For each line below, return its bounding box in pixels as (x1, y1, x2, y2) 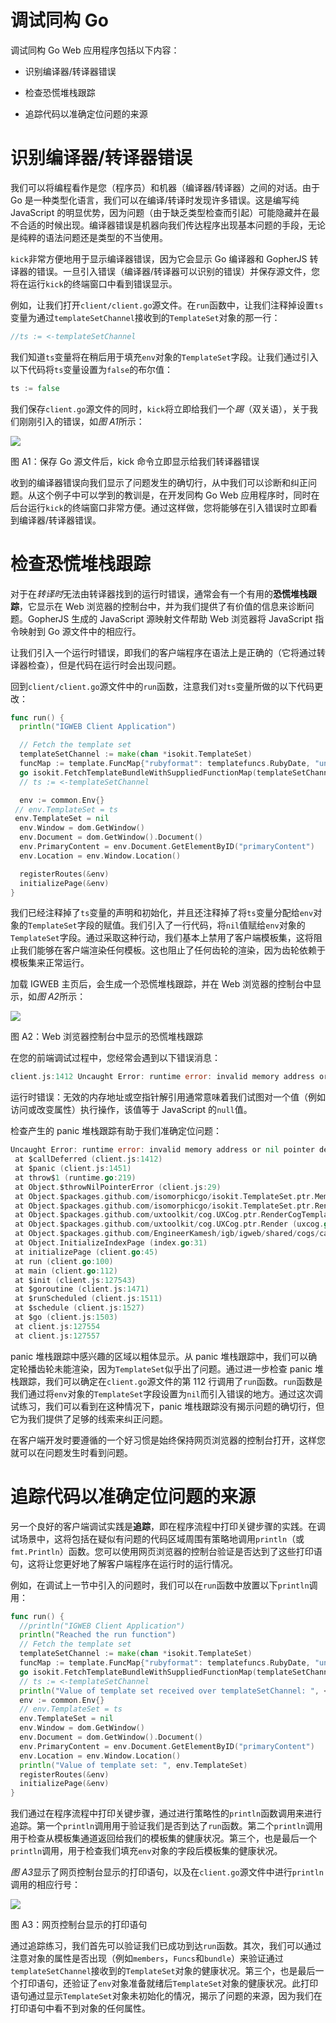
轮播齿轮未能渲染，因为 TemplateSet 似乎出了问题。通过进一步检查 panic (18, 1362, 313, 1375)
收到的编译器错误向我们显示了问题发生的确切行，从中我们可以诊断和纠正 (10, 476, 308, 488)
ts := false (10, 383, 60, 393)
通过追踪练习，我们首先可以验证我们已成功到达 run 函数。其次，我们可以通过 (10, 1940, 322, 1952)
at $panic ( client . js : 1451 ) (14, 1164, 132, 1174)
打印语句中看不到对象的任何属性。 (10, 2002, 151, 2015)
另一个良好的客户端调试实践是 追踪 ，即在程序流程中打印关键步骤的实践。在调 (10, 1520, 326, 1532)
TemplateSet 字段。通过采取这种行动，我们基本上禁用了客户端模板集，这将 (10, 932, 314, 944)
